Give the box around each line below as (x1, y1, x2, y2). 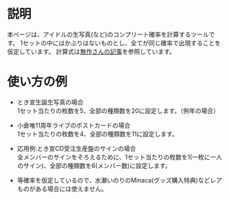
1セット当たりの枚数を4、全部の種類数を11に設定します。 (16, 130, 178, 138)
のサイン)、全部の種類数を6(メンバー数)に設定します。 (16, 161, 171, 169)
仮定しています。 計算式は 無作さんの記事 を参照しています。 (7, 47, 176, 56)
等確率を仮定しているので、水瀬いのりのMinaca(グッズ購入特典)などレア (16, 176, 223, 184)
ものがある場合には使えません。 (16, 185, 108, 193)
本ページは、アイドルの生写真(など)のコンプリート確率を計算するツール (7, 30, 209, 38)
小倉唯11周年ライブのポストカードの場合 (16, 121, 131, 129)
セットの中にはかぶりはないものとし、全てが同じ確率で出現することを (23, 38, 221, 47)
